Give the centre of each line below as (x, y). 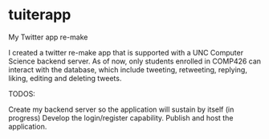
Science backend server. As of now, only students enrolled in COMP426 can (135, 61)
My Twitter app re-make (48, 37)
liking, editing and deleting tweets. (65, 78)
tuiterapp (40, 15)
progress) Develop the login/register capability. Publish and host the (121, 117)
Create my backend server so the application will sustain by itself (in (121, 109)
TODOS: (22, 93)
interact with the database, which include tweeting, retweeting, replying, (128, 69)
